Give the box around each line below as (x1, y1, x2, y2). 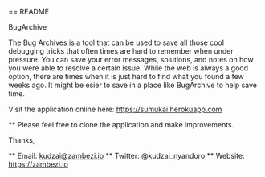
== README (8, 7, 50, 16)
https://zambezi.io (8, 159, 68, 169)
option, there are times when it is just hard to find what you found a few (8, 72, 245, 81)
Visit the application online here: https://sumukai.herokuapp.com (8, 104, 222, 114)
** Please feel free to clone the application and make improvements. (8, 120, 234, 129)
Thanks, (8, 135, 35, 145)
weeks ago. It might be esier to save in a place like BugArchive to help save (8, 80, 257, 90)
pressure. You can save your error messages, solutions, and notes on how (8, 55, 255, 64)
